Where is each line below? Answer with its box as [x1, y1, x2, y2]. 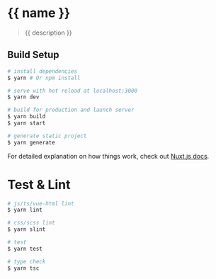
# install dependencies [7, 67, 78, 75]
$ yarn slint [7, 226, 46, 233]
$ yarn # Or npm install [7, 74, 81, 81]
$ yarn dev [7, 93, 40, 101]
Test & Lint [7, 176, 71, 193]
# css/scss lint [7, 220, 55, 227]
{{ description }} [24, 28, 72, 37]
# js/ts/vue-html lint [7, 200, 74, 207]
